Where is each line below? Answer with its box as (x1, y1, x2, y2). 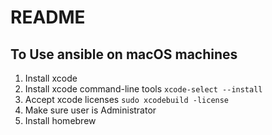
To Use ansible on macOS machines (10, 46, 238, 63)
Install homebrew (24, 115, 97, 126)
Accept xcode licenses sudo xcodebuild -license (24, 94, 230, 105)
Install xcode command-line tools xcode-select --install (24, 83, 263, 95)
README (10, 6, 86, 29)
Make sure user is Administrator (24, 104, 157, 116)
